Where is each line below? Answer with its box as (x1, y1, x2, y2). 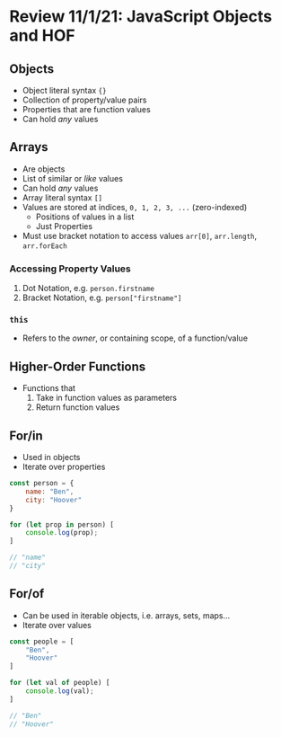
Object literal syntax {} (22, 85, 107, 95)
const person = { (9, 479, 75, 488)
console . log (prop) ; (25, 528, 99, 537)
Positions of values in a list (35, 211, 135, 222)
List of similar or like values (22, 173, 124, 183)
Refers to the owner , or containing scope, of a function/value (22, 333, 249, 343)
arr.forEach (22, 241, 67, 251)
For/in (9, 428, 43, 443)
